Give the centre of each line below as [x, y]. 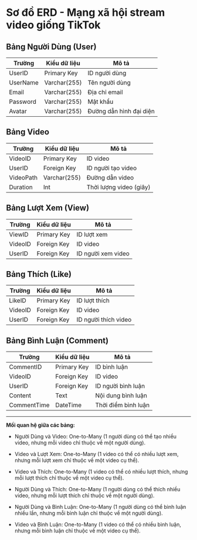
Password [23, 102]
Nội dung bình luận [121, 396]
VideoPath [23, 177]
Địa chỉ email [105, 92]
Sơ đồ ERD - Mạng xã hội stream [86, 13]
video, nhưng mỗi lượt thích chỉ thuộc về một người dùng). [84, 495]
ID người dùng [107, 73]
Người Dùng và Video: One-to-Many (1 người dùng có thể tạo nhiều [96, 437]
